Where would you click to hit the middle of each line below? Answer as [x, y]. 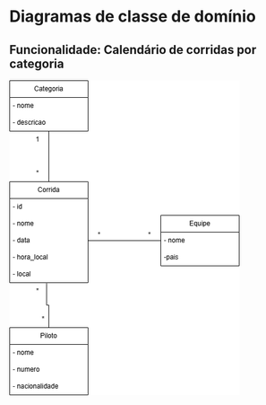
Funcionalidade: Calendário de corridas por [133, 50]
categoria [37, 63]
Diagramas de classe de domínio [133, 17]
